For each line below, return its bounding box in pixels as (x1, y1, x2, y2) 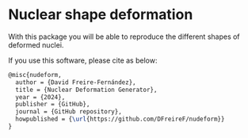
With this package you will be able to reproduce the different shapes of (8, 32, 240, 41)
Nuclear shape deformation (8, 6, 193, 24)
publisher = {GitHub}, (15, 101, 90, 109)
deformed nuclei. (8, 40, 64, 49)
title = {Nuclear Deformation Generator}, (15, 86, 158, 94)
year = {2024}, (15, 93, 66, 101)
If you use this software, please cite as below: (8, 56, 158, 65)
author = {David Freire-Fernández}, (15, 78, 136, 86)
